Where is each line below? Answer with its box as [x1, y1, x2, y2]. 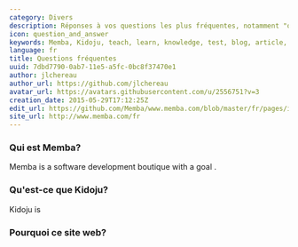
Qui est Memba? [9, 141, 82, 154]
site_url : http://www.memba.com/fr [9, 112, 141, 121]
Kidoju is [9, 203, 42, 214]
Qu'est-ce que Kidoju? [9, 184, 109, 196]
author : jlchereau [9, 71, 77, 80]
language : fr [9, 46, 58, 55]
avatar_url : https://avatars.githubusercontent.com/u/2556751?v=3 [9, 87, 260, 96]
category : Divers [9, 12, 74, 22]
